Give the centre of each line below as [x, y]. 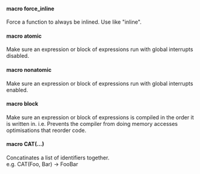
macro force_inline [30, 9]
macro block [22, 104]
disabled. [18, 56]
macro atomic [24, 36]
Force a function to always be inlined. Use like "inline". [74, 22]
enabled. [17, 90]
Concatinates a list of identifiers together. [58, 158]
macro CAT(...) [25, 144]
